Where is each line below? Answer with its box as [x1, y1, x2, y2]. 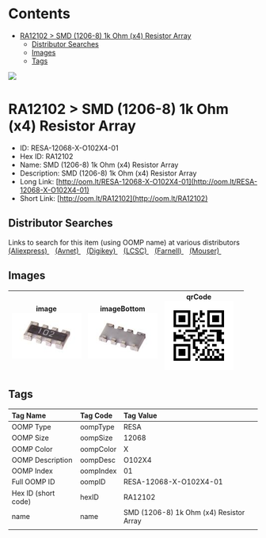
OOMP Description [11, 455, 73, 464]
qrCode [185, 292, 212, 301]
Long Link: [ [19, 176, 59, 186]
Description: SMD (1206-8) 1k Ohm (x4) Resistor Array [19, 168, 197, 178]
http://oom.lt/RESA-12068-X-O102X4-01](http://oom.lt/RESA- [58, 176, 258, 186]
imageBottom [100, 304, 146, 313]
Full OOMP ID [11, 477, 55, 487]
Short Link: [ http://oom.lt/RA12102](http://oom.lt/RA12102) [19, 193, 208, 203]
